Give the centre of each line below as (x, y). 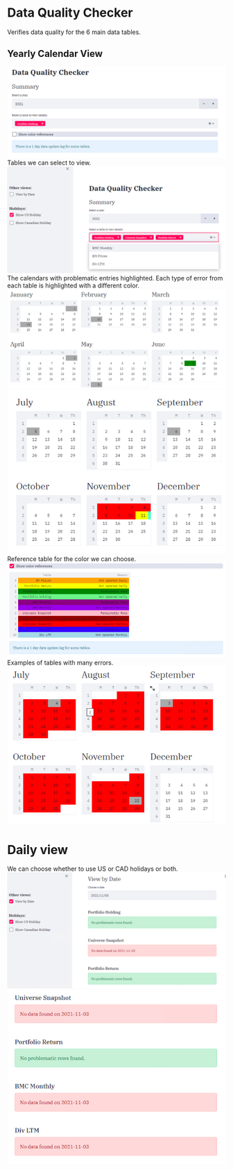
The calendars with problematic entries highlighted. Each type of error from (115, 278)
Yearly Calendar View (55, 54)
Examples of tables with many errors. (60, 662)
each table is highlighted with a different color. (74, 285)
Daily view (37, 850)
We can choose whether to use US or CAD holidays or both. (93, 869)
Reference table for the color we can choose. (72, 559)
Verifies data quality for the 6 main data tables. (74, 32)
